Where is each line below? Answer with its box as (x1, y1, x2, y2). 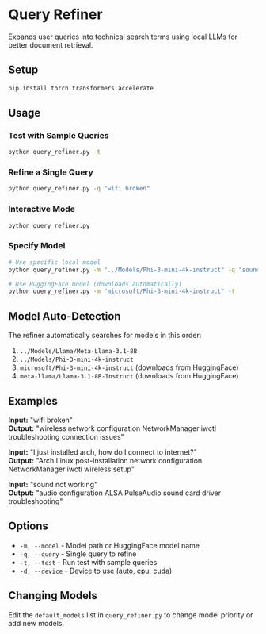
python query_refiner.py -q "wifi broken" (8, 185, 150, 193)
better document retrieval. (8, 40, 93, 49)
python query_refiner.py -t (8, 148, 101, 156)
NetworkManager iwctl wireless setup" (8, 464, 135, 474)
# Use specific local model (8, 258, 101, 267)
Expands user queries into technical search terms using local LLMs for (8, 32, 238, 41)
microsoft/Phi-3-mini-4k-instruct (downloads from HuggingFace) (19, 363, 239, 372)
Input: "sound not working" (8, 479, 98, 489)
